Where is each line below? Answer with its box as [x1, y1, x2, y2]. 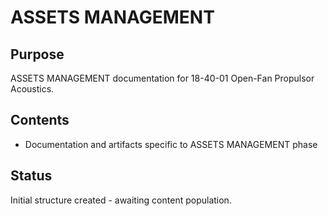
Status [10, 167, 53, 185]
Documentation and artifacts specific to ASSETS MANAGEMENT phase [24, 138, 318, 150]
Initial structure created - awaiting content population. [10, 194, 232, 206]
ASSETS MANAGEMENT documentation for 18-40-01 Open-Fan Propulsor [10, 72, 315, 84]
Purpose [10, 46, 65, 63]
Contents [10, 112, 70, 129]
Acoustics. [10, 83, 55, 95]
